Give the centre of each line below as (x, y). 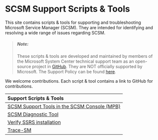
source (24, 66)
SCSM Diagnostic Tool (33, 114)
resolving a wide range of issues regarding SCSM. (55, 33)
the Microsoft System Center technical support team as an (75, 61)
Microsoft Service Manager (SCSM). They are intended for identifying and (79, 27)
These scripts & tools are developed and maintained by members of (85, 56)
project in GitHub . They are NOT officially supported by (87, 66)
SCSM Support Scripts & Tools (68, 9)
